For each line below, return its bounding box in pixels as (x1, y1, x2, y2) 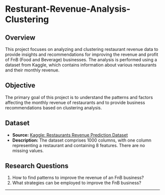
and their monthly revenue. (5, 67, 60, 73)
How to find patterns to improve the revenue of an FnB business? (12, 175, 144, 181)
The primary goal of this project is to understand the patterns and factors (5, 94, 153, 100)
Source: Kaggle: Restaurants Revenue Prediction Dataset (12, 132, 128, 138)
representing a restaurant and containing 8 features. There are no (12, 142, 145, 148)
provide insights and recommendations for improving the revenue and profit (5, 51, 159, 57)
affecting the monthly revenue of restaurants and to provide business (5, 99, 145, 105)
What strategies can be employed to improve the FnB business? (12, 180, 141, 186)
